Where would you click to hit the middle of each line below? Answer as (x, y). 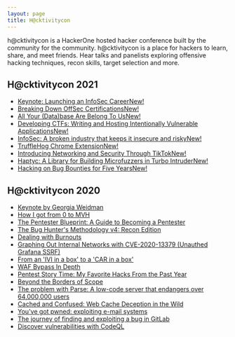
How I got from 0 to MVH (54, 215)
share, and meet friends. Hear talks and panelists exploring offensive (107, 55)
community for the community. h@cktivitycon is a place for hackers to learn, (117, 48)
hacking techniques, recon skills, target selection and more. (94, 62)
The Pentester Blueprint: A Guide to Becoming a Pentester (101, 222)
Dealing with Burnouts (49, 237)
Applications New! (43, 131)
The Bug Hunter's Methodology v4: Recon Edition (89, 230)
